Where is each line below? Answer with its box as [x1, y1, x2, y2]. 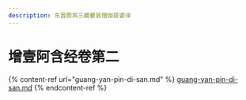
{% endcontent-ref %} [34, 83, 108, 92]
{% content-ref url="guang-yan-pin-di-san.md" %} [8, 74, 176, 83]
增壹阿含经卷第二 [8, 48, 120, 65]
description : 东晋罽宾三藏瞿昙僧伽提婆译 [8, 11, 131, 20]
